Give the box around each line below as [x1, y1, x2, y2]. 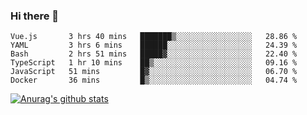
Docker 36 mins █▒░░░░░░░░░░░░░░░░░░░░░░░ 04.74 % [10, 75, 298, 86]
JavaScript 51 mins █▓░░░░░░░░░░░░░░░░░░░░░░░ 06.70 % [10, 67, 298, 77]
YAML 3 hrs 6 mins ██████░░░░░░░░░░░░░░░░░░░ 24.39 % [10, 40, 298, 51]
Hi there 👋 [10, 9, 60, 23]
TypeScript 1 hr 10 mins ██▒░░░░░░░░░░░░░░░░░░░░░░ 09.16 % [10, 58, 298, 68]
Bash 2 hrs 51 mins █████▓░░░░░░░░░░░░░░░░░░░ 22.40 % [10, 49, 298, 59]
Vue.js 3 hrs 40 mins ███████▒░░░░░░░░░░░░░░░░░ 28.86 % [10, 32, 298, 42]
